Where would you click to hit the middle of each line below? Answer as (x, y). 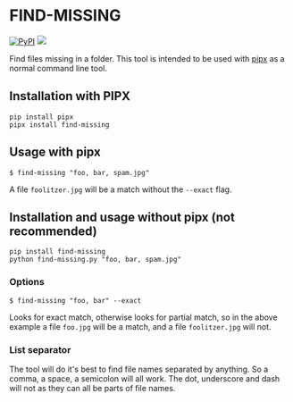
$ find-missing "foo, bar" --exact (75, 300)
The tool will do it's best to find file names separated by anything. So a (139, 369)
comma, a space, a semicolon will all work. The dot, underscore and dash (145, 378)
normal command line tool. (58, 68)
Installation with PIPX (70, 96)
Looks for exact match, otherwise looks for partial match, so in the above (144, 317)
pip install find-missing (57, 252)
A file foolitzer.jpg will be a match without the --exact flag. (121, 189)
